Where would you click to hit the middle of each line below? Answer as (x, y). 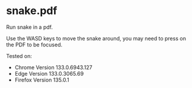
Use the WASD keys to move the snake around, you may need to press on (96, 38)
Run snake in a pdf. (30, 27)
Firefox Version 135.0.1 (42, 80)
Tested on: (19, 56)
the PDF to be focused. (34, 45)
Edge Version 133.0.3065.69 (49, 73)
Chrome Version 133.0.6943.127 (54, 67)
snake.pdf (32, 11)
